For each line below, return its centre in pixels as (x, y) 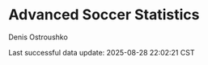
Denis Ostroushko (38, 37)
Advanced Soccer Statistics (104, 15)
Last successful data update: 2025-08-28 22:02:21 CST (102, 52)
